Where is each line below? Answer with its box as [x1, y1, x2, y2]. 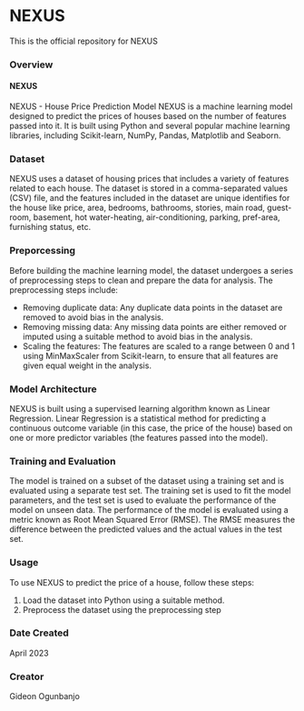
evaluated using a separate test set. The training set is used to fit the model [9, 486, 291, 496]
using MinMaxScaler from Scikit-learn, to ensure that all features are [22, 350, 279, 361]
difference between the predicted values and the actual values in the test [9, 524, 283, 535]
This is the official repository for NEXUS [9, 35, 159, 46]
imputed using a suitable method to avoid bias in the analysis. [22, 331, 253, 342]
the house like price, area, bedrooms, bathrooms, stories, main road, [9, 202, 266, 214]
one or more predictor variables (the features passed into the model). [9, 432, 269, 443]
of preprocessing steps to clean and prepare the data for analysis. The [9, 275, 274, 285]
